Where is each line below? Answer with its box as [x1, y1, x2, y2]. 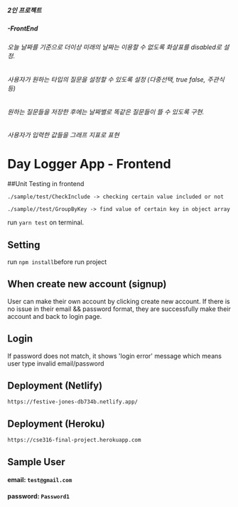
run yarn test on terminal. [7, 218, 85, 227]
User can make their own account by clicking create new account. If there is [7, 297, 230, 305]
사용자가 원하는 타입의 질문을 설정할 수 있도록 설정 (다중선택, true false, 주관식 [7, 75, 225, 84]
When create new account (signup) [7, 278, 167, 290]
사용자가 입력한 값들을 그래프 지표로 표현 [7, 131, 119, 139]
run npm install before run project [7, 257, 107, 266]
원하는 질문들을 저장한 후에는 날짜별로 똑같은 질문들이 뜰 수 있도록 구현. [7, 107, 205, 116]
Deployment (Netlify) [7, 379, 103, 391]
